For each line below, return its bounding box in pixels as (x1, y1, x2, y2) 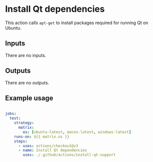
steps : (14, 139, 28, 144)
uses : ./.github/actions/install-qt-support (23, 153, 116, 158)
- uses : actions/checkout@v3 (18, 143, 78, 148)
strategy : (14, 121, 35, 126)
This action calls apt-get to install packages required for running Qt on (5, 20, 149, 26)
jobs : (5, 111, 16, 116)
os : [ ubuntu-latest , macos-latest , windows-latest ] (23, 130, 132, 134)
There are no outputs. (5, 80, 49, 86)
